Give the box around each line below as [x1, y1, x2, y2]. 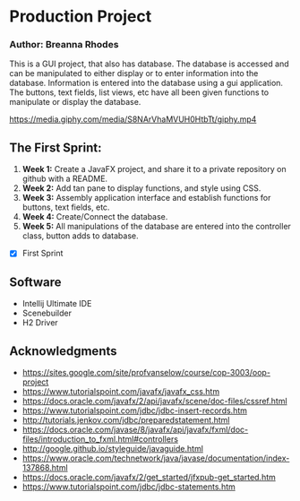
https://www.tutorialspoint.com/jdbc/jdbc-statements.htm [21, 481, 236, 492]
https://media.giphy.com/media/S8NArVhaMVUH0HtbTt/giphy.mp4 [9, 114, 257, 125]
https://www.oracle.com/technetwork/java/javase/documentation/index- [21, 453, 290, 463]
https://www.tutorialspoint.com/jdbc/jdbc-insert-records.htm [21, 405, 248, 416]
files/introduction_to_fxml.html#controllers [21, 433, 179, 445]
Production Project [9, 6, 152, 27]
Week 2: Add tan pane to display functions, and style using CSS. [21, 183, 261, 194]
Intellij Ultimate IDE [21, 298, 92, 309]
